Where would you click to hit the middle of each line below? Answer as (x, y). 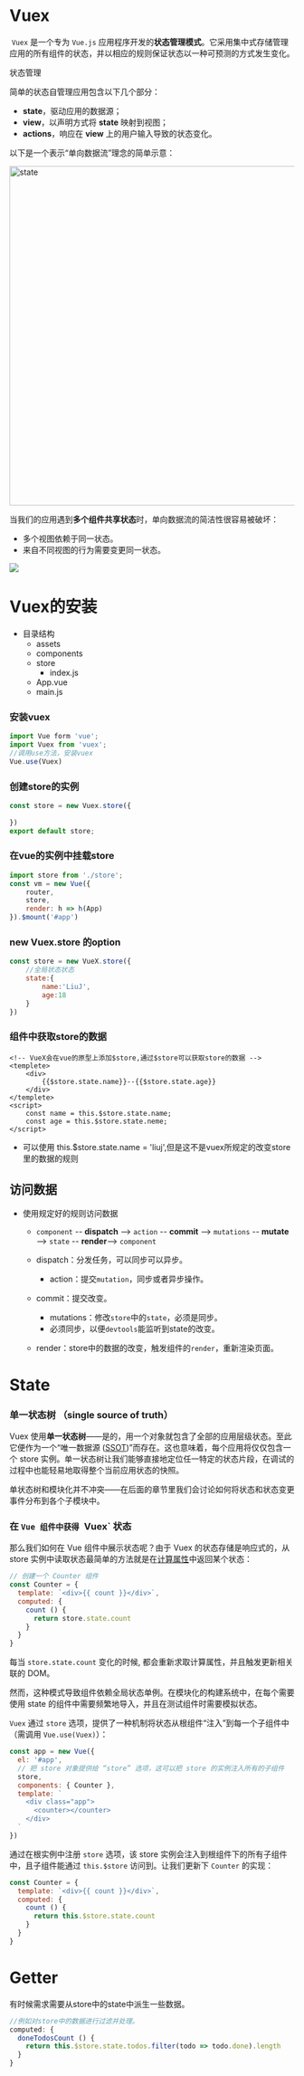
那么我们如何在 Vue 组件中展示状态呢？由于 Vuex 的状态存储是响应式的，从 (150, 1547)
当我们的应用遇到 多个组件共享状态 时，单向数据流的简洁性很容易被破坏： (144, 519)
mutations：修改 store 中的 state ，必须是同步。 (136, 1317)
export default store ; (52, 831)
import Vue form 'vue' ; (54, 737)
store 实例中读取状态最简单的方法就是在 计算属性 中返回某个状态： (131, 1559)
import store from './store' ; (66, 875)
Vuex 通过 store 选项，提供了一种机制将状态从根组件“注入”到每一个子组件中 (149, 1723)
